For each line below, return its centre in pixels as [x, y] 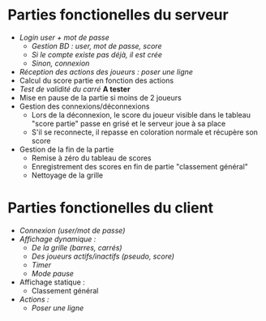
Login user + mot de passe [64, 37]
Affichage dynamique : [58, 239]
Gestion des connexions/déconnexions [84, 106]
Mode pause [53, 273]
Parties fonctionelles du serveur [118, 15]
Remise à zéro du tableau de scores [91, 158]
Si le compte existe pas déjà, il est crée [97, 54]
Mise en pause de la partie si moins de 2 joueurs [100, 97]
